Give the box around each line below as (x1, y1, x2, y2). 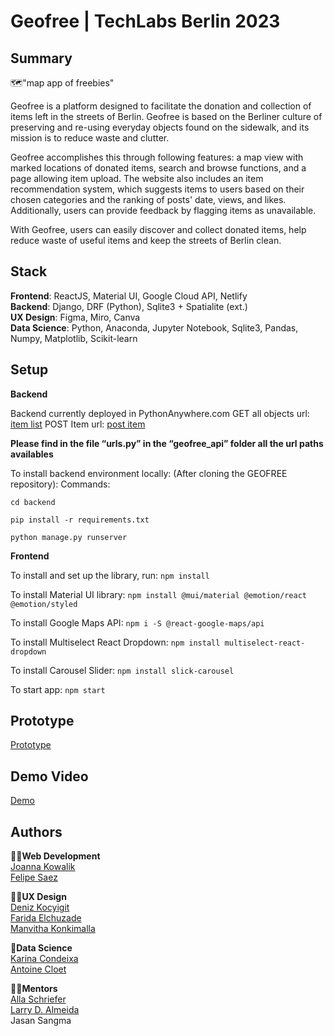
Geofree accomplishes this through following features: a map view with (10, 151, 304, 163)
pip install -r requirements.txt (10, 515, 150, 525)
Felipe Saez (10, 871, 58, 884)
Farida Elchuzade (10, 912, 82, 924)
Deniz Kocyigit (10, 901, 70, 914)
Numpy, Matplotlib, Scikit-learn (10, 332, 138, 344)
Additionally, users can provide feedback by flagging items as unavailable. (10, 205, 317, 216)
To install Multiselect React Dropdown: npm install (10, 636, 221, 648)
